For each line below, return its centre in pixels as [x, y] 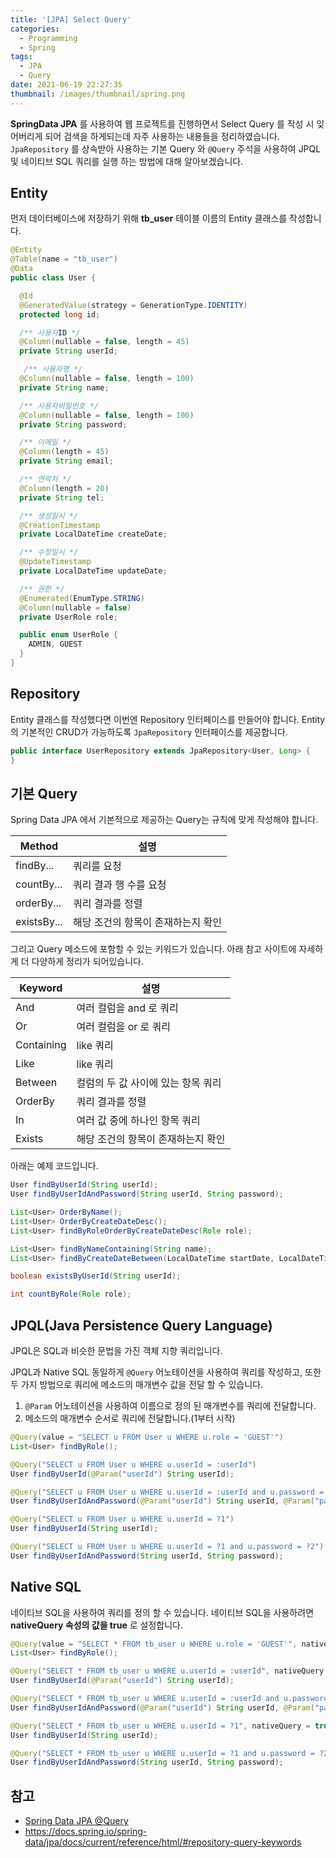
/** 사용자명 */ [53, 369]
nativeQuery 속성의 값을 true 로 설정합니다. [96, 1625]
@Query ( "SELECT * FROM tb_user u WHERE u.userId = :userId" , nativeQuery [167, 1671]
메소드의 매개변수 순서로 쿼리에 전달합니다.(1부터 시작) [130, 1418]
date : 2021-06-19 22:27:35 [66, 85]
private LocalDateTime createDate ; [93, 534]
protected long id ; [60, 314]
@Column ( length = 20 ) [64, 488]
